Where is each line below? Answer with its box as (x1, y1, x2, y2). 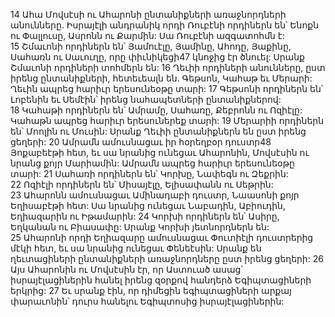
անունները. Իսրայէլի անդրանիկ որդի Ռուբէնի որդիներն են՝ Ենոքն (10, 19, 320, 31)
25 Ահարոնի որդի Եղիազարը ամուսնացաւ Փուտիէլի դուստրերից (10, 232, 314, 243)
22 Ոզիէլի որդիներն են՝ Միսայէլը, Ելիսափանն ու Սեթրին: (10, 179, 274, 190)
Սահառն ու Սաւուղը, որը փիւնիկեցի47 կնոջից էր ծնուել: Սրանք (10, 51, 305, 63)
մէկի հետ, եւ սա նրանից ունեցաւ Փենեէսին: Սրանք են (10, 242, 262, 254)
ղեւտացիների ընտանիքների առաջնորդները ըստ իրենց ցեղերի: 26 (10, 253, 324, 264)
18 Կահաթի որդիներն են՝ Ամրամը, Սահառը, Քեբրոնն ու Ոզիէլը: (10, 104, 303, 116)
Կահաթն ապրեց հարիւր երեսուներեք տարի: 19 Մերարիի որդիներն (10, 115, 325, 126)
